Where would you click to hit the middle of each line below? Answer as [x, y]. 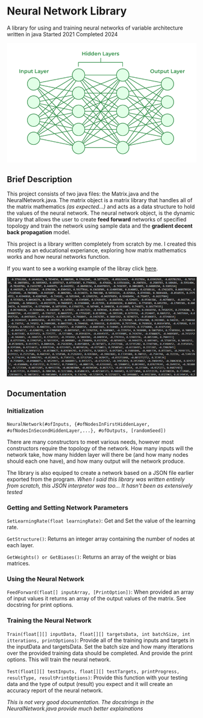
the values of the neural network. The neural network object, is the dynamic [101, 213]
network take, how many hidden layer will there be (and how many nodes [98, 454]
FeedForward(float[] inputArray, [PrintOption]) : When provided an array [101, 592]
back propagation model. [39, 232]
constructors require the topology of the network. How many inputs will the [100, 448]
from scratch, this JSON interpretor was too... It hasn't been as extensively [100, 485]
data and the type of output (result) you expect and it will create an [90, 684]
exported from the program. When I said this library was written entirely [96, 479]
